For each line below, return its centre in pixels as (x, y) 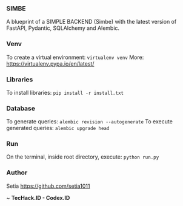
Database (21, 108)
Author (17, 173)
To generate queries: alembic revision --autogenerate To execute (89, 122)
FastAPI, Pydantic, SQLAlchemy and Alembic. (63, 28)
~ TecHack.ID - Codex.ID (38, 197)
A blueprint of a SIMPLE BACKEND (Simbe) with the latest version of (91, 22)
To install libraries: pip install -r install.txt (65, 92)
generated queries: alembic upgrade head (58, 128)
